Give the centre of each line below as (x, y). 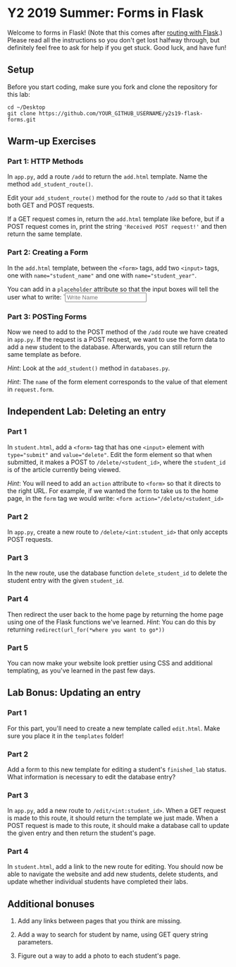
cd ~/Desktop (26, 107)
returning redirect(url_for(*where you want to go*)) (86, 629)
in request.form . (31, 389)
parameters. (35, 942)
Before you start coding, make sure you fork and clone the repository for (113, 87)
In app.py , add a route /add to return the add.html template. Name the (107, 177)
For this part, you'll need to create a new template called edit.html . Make (114, 728)
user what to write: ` (36, 297)
